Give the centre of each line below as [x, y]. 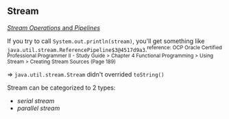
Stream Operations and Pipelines [54, 27]
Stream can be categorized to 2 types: [61, 88]
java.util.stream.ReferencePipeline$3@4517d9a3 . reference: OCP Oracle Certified [115, 49]
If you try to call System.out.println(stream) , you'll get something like [106, 41]
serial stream [36, 101]
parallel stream [38, 108]
